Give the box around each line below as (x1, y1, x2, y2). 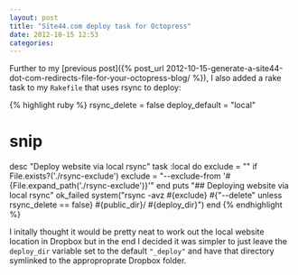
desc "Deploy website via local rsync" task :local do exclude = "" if (9, 161, 258, 172)
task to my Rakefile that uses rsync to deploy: (9, 82, 182, 93)
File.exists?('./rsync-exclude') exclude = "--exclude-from (9, 170, 221, 181)
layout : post (9, 13, 59, 23)
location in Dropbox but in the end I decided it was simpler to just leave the (9, 236, 287, 247)
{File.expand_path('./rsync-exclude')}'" (9, 180, 155, 191)
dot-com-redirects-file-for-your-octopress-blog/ (9, 73, 191, 84)
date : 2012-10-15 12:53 (9, 30, 99, 39)
